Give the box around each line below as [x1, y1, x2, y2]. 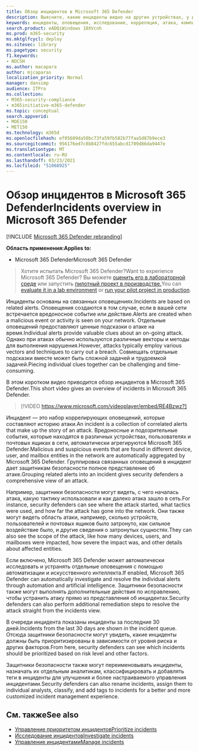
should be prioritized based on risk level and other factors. [6, 650, 149, 657]
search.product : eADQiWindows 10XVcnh [6, 25, 102, 31]
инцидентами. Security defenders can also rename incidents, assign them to [6, 681, 193, 688]
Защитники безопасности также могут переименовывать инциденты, [6, 662, 183, 669]
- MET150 [6, 124, 28, 130]
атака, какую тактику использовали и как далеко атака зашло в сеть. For [6, 495, 191, 502]
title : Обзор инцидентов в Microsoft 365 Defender [6, 8, 134, 15]
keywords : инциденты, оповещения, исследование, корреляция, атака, [6, 20, 179, 25]
